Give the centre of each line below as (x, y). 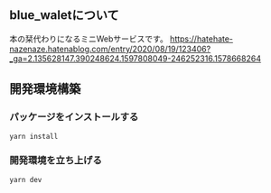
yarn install (34, 136)
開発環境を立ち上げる (56, 161)
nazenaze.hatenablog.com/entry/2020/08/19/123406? (110, 49)
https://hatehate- (201, 39)
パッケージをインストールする (74, 117)
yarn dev (26, 179)
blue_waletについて (64, 15)
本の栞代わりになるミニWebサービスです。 (89, 39)
